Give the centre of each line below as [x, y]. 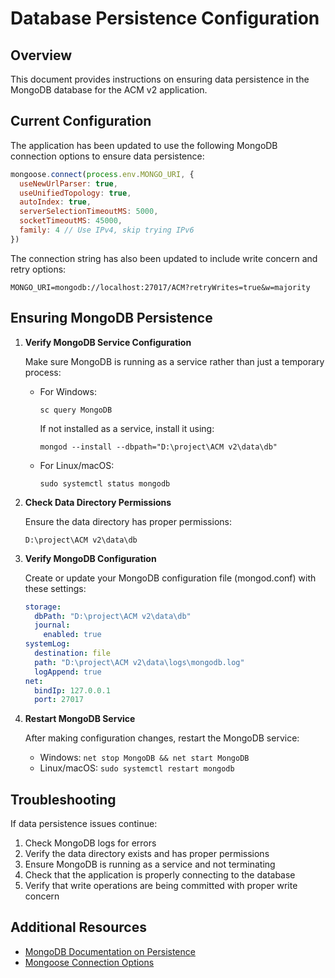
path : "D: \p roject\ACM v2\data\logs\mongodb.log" [139, 662]
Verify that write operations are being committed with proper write [161, 886]
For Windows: [68, 391]
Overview [41, 55]
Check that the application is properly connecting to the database [160, 875]
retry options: [38, 269]
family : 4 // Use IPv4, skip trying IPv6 [107, 230]
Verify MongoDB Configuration [90, 558]
